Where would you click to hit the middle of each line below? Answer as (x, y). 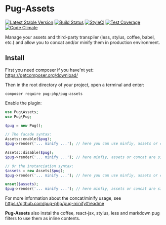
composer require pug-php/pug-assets (44, 94)
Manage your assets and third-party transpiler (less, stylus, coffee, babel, (80, 37)
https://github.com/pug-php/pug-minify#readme (55, 204)
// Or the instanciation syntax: (40, 166)
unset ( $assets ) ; (22, 184)
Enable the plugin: (23, 103)
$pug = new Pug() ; (24, 126)
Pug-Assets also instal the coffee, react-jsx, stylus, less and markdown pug (83, 213)
